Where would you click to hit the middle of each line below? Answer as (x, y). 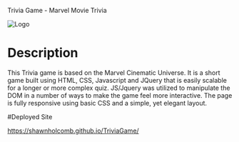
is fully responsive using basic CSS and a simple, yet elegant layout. (107, 103)
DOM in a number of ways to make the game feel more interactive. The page (120, 95)
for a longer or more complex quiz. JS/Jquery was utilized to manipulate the (119, 88)
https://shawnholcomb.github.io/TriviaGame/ (73, 131)
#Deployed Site (30, 116)
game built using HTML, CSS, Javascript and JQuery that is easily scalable (117, 80)
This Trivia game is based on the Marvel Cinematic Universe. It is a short (114, 72)
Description (43, 53)
